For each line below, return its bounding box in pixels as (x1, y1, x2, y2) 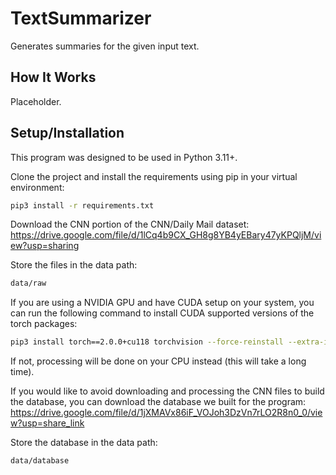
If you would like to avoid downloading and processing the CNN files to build (10, 385, 325, 397)
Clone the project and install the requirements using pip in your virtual (10, 170, 298, 182)
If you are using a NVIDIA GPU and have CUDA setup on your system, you (10, 297, 315, 309)
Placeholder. (10, 95, 62, 107)
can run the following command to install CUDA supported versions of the (10, 307, 315, 319)
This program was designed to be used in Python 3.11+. (10, 151, 238, 163)
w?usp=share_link (10, 417, 85, 429)
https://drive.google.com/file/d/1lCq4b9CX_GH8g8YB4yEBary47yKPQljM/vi (10, 229, 322, 241)
